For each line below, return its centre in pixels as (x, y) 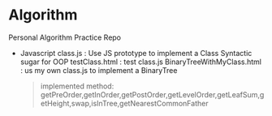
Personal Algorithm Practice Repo (65, 37)
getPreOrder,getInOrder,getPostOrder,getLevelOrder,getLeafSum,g (152, 94)
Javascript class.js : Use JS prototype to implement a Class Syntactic (136, 53)
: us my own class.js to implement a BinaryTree (99, 70)
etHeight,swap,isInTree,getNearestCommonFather (124, 103)
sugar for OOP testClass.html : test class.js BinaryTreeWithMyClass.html (141, 62)
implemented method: (77, 86)
